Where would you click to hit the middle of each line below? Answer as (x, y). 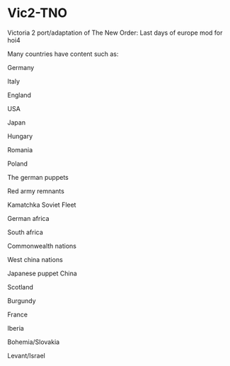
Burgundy (22, 301)
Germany (21, 67)
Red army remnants (36, 191)
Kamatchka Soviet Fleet (42, 205)
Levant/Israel (27, 355)
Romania (20, 149)
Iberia (16, 328)
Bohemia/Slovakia (34, 342)
